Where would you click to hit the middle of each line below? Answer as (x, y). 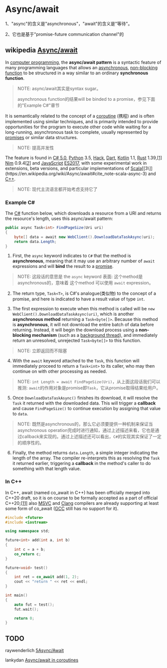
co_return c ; (28, 554)
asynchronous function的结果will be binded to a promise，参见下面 (86, 99)
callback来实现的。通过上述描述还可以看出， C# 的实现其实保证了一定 (92, 437)
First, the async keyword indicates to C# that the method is (72, 256)
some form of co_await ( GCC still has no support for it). (62, 508)
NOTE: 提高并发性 (36, 148)
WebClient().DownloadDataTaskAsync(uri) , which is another (73, 314)
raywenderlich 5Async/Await (34, 651)
